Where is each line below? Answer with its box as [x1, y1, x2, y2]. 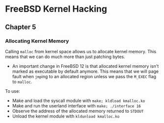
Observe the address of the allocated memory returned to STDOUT [12, 108, 144, 114]
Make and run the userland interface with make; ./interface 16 [12, 102, 141, 108]
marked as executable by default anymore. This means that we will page [12, 68, 159, 74]
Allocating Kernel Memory [5, 38, 69, 44]
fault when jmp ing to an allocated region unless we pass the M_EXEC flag [12, 73, 156, 79]
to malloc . [12, 79, 32, 84]
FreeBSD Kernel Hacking [5, 3, 107, 15]
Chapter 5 [5, 23, 36, 31]
